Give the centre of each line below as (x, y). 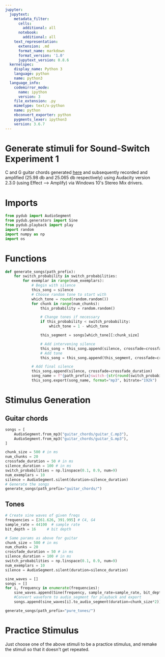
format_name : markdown (41, 51)
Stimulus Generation (48, 400)
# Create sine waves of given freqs (42, 516)
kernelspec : (22, 64)
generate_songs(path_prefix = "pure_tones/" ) (50, 611)
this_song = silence (52, 290)
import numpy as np (25, 234)
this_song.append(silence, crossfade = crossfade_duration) (92, 371)
